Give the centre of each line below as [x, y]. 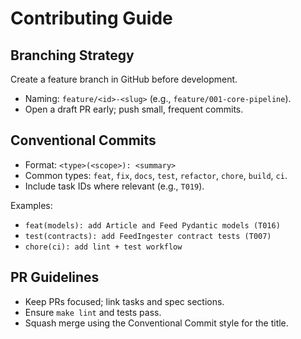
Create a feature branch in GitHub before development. [124, 79]
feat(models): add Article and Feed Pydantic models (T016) [152, 225]
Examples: [31, 205]
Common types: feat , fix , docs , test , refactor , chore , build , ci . [156, 175]
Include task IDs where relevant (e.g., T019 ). [114, 186]
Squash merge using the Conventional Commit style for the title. [156, 323]
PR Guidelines [55, 277]
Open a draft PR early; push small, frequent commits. [134, 109]
